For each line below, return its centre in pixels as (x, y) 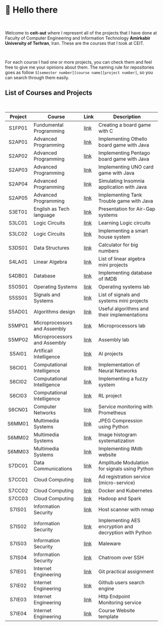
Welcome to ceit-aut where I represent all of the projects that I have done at (81, 33)
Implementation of (119, 365)
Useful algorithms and (124, 309)
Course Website (117, 610)
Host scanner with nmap (126, 509)
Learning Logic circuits (125, 222)
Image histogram (118, 434)
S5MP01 (18, 326)
